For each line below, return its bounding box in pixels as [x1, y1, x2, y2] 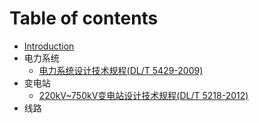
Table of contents [9, 7, 159, 30]
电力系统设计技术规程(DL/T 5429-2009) [38, 64, 204, 76]
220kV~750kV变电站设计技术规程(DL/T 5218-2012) [38, 89, 249, 101]
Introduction [23, 40, 75, 52]
